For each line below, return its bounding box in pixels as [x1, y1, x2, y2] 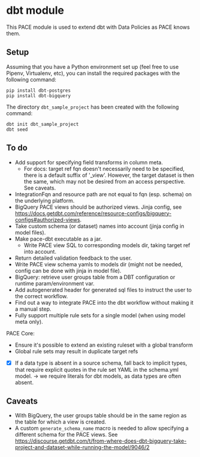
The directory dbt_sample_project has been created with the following [6, 103, 179, 110]
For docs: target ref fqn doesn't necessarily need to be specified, [23, 165, 185, 172]
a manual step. [14, 305, 52, 312]
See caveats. [23, 184, 56, 191]
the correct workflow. [14, 292, 68, 300]
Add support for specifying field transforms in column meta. [14, 158, 163, 166]
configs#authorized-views [14, 216, 80, 223]
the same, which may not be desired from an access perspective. [23, 178, 186, 185]
